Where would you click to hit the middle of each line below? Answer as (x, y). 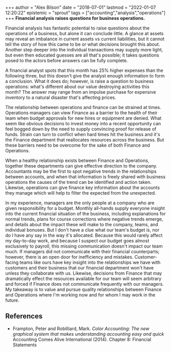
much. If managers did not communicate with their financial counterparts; (82, 251)
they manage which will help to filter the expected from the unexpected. (81, 193)
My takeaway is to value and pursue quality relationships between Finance (83, 289)
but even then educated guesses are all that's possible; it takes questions (82, 55)
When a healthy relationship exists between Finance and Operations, (77, 160)
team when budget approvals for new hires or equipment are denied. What (83, 118)
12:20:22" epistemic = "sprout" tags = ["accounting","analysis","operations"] (85, 13)
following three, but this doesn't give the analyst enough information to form (85, 76)
